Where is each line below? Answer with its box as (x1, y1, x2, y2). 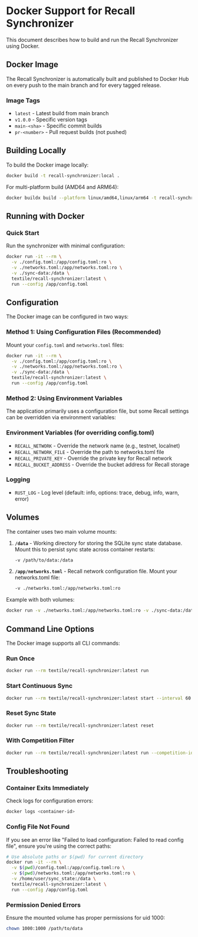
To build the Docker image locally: (6, 161, 89, 168)
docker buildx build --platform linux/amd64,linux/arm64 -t (6, 195, 157, 201)
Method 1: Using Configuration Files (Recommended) (6, 328, 161, 336)
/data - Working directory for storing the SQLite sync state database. (14, 539, 183, 547)
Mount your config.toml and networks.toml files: (6, 341, 124, 348)
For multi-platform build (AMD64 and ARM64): (6, 183, 119, 190)
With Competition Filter (6, 736, 75, 745)
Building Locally (6, 146, 67, 156)
